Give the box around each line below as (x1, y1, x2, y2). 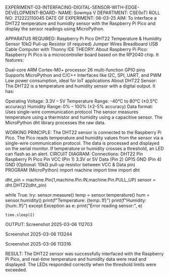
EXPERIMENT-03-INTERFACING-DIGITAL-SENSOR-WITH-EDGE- (5, 5, 140, 10)
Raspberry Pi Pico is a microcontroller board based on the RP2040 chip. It (5, 52, 159, 58)
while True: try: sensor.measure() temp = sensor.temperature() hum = (5, 192, 150, 198)
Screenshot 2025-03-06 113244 (5, 231, 72, 237)
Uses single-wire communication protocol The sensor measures (5, 109, 139, 115)
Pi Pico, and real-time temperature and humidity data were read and (5, 256, 146, 262)
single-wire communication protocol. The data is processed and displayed (5, 140, 160, 146)
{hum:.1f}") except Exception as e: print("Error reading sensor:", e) (5, 203, 143, 209)
